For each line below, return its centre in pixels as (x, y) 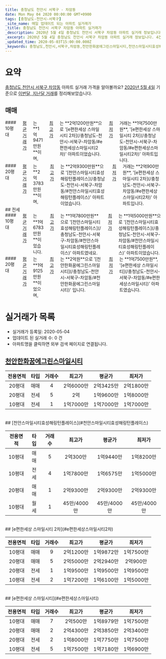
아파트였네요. (85, 253)
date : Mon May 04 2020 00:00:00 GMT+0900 (48, 14)
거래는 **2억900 (139, 167)
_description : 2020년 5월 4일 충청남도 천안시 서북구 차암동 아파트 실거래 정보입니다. (84, 33)
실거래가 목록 (30, 317)
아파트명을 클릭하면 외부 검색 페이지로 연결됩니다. (60, 344)
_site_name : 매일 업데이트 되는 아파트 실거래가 (48, 23)
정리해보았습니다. (76, 93)
